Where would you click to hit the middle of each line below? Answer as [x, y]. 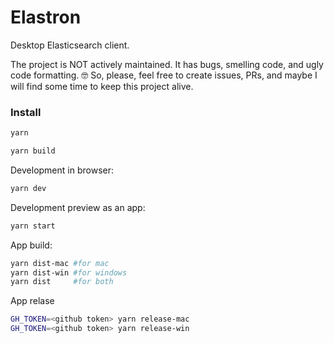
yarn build [33, 151]
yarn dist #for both [62, 282]
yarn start [33, 226]
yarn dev [28, 188]
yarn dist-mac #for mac [60, 263]
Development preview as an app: [78, 207]
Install [26, 112]
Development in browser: [62, 170]
